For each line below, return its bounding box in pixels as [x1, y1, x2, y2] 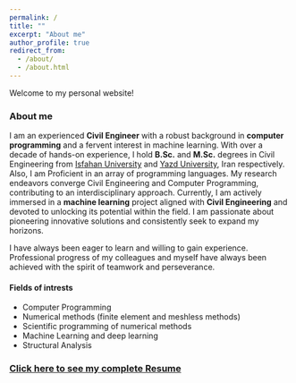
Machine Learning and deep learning [21, 330, 158, 341]
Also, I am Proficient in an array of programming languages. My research [9, 168, 277, 179]
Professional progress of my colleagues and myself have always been [9, 252, 266, 263]
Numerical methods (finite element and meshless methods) [21, 311, 241, 322]
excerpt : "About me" [9, 30, 87, 38]
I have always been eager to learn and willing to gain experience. [9, 243, 249, 253]
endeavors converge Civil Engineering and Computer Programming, [9, 178, 259, 189]
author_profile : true [9, 38, 90, 47]
